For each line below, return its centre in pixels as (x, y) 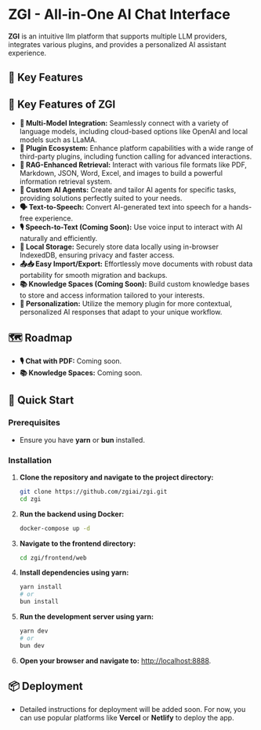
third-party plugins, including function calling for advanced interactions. (136, 157)
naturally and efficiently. (58, 239)
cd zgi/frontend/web (53, 558)
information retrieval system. (65, 181)
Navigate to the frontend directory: (78, 543)
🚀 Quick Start (41, 401)
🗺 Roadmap (40, 338)
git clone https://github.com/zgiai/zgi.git (93, 491)
